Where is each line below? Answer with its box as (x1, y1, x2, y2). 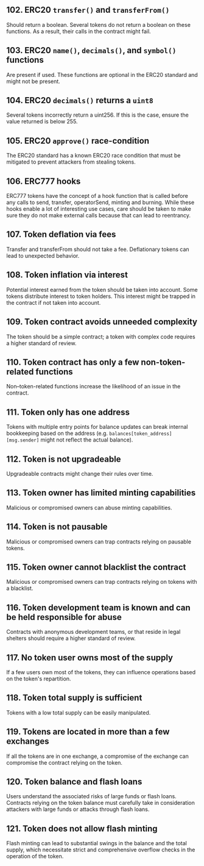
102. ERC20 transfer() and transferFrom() (6, 5, 170, 15)
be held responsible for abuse (6, 612, 122, 622)
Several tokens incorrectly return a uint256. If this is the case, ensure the (6, 111, 189, 118)
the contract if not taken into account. (6, 299, 101, 306)
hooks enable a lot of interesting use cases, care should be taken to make (6, 205, 192, 213)
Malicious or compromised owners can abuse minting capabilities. (6, 504, 172, 511)
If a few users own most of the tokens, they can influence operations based (6, 669, 196, 675)
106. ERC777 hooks (6, 176, 81, 186)
